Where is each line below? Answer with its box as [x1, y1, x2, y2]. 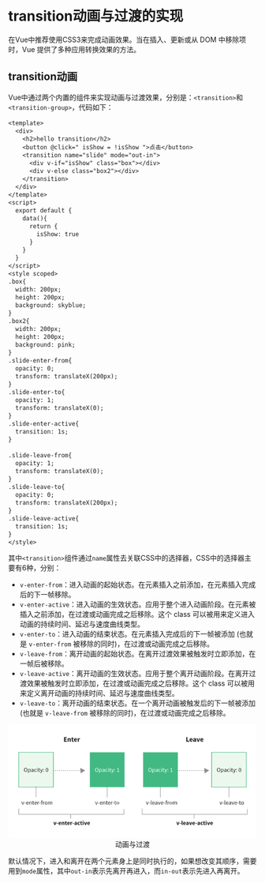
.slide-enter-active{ [8, 419, 80, 427]
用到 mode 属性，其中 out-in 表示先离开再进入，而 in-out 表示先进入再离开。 [8, 866, 244, 875]
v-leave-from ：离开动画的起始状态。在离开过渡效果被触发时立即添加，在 [19, 648, 256, 658]
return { [28, 222, 58, 230]
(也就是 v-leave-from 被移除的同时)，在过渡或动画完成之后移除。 [19, 708, 230, 717]
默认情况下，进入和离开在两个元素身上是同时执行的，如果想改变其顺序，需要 [8, 856, 257, 866]
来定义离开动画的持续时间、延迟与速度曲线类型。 [19, 688, 179, 697]
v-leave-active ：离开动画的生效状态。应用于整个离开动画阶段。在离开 [19, 668, 250, 678]
